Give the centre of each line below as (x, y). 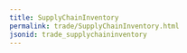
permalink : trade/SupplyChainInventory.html (94, 26)
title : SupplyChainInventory (64, 18)
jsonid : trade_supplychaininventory (78, 34)
